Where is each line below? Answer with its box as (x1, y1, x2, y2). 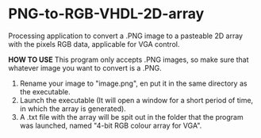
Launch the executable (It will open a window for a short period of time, (19, 95, 254, 105)
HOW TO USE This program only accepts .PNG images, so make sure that (8, 55, 249, 64)
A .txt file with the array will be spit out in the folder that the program (19, 112, 244, 121)
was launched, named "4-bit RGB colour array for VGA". (19, 121, 202, 130)
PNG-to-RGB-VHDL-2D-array (8, 5, 205, 23)
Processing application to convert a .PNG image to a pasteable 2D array (8, 31, 244, 40)
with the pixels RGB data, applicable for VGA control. (8, 39, 180, 48)
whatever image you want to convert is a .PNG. (8, 63, 162, 72)
